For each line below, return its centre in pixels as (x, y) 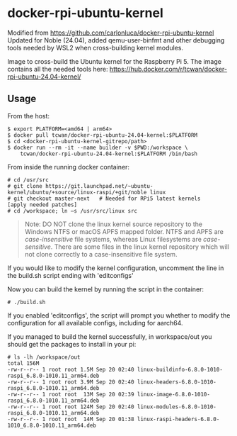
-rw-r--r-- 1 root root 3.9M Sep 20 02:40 (71, 382)
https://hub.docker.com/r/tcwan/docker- (168, 69)
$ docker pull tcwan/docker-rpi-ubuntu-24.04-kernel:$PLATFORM (103, 135)
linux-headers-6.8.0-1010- (177, 382)
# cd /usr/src (28, 180)
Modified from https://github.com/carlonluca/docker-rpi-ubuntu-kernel (111, 33)
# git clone (25, 186)
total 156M (23, 363)
